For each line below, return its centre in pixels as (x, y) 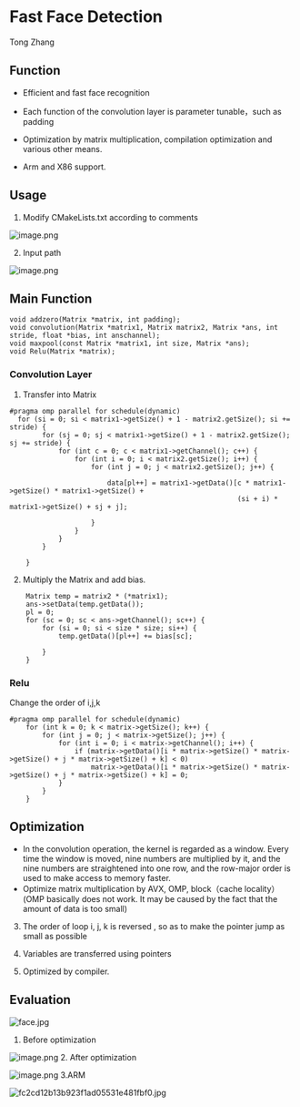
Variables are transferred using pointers (97, 953)
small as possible (55, 936)
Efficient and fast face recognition (86, 92)
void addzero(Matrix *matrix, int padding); (95, 320)
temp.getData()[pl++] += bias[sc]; (125, 636)
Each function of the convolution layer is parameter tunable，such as (152, 111)
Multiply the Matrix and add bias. (84, 579)
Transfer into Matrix (60, 395)
